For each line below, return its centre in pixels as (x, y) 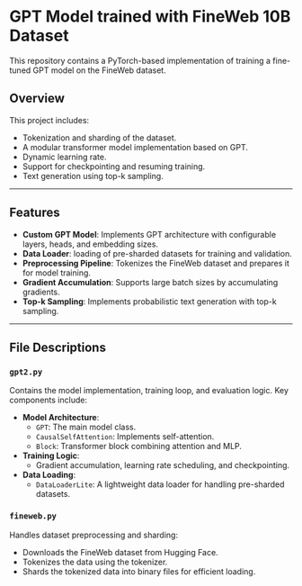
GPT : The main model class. (86, 427)
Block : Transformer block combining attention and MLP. (139, 446)
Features (35, 213)
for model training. (57, 273)
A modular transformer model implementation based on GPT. (135, 147)
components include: (49, 400)
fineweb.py (33, 516)
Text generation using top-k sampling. (93, 176)
